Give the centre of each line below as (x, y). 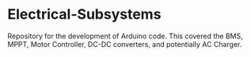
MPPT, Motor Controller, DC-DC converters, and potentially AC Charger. (125, 44)
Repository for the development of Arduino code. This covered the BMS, (125, 36)
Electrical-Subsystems (84, 14)
